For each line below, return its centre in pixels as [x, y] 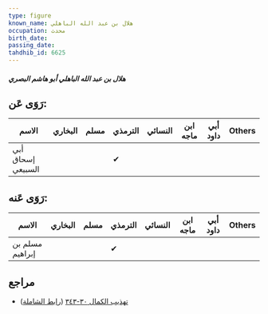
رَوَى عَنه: [28, 198]
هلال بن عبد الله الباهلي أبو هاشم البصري [67, 78]
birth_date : [28, 38]
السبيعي [26, 169]
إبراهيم [24, 254]
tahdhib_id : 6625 [37, 53]
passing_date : [32, 46]
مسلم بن [27, 244]
